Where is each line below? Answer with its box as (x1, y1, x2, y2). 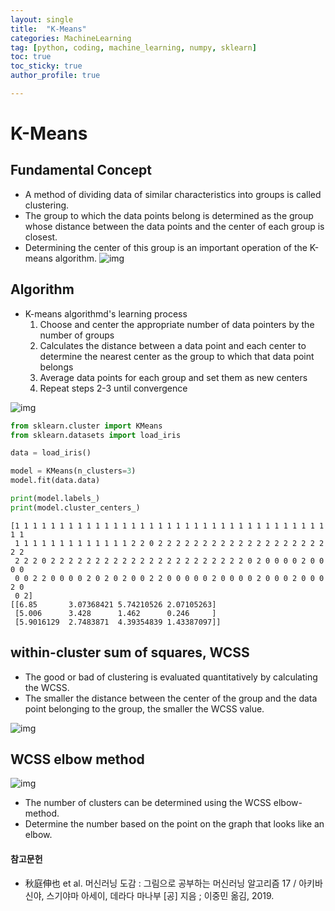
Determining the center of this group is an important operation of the (24, 241, 308, 253)
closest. (24, 231, 58, 243)
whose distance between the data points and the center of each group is (24, 220, 325, 232)
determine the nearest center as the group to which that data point (39, 350, 315, 362)
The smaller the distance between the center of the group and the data (24, 692, 318, 704)
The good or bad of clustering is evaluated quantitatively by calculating (24, 671, 318, 683)
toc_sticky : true (10, 61, 83, 71)
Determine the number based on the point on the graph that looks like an (24, 818, 325, 830)
